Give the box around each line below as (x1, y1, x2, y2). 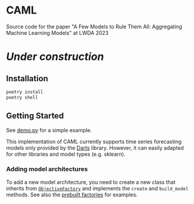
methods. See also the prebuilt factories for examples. (6, 191, 138, 198)
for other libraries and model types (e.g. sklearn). (6, 150, 126, 157)
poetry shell (6, 94, 38, 100)
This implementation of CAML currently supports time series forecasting (6, 138, 182, 145)
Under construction (6, 50, 104, 64)
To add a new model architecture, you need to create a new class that (6, 178, 176, 186)
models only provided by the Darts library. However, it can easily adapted (6, 144, 184, 151)
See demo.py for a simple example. (6, 126, 92, 133)
